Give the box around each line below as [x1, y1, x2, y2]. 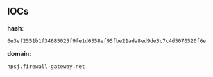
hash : [7, 24, 24, 32]
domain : [7, 49, 31, 58]
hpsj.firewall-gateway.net [7, 62, 85, 70]
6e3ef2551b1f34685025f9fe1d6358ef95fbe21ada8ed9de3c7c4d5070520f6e [7, 37, 207, 44]
